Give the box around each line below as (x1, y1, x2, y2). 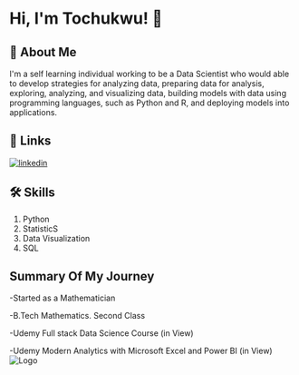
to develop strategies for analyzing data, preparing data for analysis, (9, 78, 265, 89)
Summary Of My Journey (9, 269, 155, 284)
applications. (9, 107, 57, 117)
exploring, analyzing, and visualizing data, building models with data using (9, 88, 287, 98)
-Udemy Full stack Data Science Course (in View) (9, 328, 194, 339)
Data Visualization (22, 232, 91, 243)
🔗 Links (9, 133, 52, 149)
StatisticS (22, 222, 59, 234)
